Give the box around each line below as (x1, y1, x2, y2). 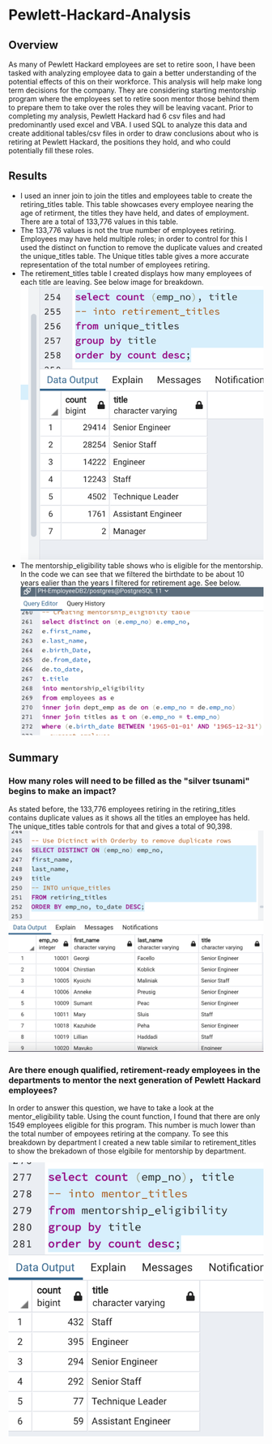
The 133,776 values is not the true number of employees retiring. (19, 225, 236, 235)
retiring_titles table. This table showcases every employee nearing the (19, 199, 253, 209)
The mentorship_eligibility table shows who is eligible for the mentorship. (19, 560, 264, 570)
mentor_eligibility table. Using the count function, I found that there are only (8, 1111, 261, 1121)
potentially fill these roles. (8, 146, 95, 155)
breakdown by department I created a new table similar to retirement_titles (8, 1137, 257, 1147)
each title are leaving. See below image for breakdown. (19, 277, 204, 287)
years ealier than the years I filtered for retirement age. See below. (19, 578, 241, 588)
